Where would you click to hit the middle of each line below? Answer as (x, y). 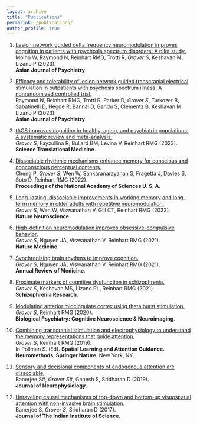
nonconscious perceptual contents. (58, 167)
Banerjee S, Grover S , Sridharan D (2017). (65, 410)
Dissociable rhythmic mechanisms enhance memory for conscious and (101, 161)
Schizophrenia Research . (47, 295)
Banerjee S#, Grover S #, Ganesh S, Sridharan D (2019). (82, 380)
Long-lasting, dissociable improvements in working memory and (93, 198)
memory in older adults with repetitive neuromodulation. (96, 204)
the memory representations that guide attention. (75, 336)
